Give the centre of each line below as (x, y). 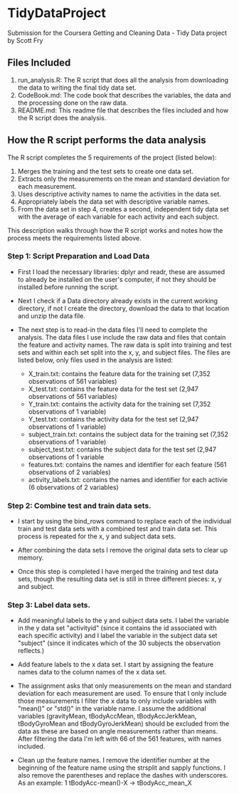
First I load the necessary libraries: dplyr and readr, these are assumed (121, 271)
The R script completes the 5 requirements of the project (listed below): (112, 157)
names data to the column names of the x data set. (92, 672)
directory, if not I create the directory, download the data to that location (123, 308)
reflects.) (31, 651)
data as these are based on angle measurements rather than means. (118, 731)
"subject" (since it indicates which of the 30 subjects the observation (119, 643)
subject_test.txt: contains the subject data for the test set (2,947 (122, 449)
